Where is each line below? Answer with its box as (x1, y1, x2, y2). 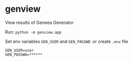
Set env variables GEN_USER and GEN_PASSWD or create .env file (5, 38, 129, 44)
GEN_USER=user (5, 48, 34, 53)
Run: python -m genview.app (5, 29, 62, 35)
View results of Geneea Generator (5, 20, 74, 25)
